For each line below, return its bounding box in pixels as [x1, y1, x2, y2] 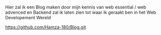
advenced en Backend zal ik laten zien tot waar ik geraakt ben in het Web [5, 9, 156, 15]
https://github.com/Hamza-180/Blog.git [5, 24, 86, 30]
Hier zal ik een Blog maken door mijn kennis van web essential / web [5, 4, 146, 10]
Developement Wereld [5, 15, 51, 20]
